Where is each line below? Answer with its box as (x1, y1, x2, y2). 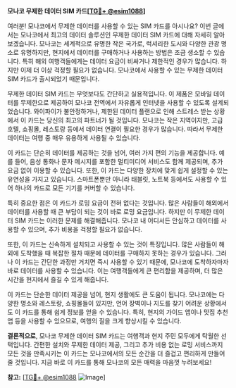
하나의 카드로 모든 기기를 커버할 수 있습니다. (14, 184, 135, 192)
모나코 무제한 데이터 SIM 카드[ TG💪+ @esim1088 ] (7, 7, 146, 15)
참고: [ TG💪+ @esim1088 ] (7, 373, 106, 381)
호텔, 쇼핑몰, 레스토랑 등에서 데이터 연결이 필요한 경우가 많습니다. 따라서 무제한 (7, 125, 223, 133)
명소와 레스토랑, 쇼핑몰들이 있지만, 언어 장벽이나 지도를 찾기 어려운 (20, 299, 203, 307)
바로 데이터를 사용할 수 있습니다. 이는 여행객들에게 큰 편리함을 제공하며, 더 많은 (7, 267, 223, 275)
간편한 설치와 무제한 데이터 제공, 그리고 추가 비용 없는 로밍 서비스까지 (33, 341, 223, 349)
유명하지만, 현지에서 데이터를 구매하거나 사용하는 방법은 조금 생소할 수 (20, 49, 213, 56)
